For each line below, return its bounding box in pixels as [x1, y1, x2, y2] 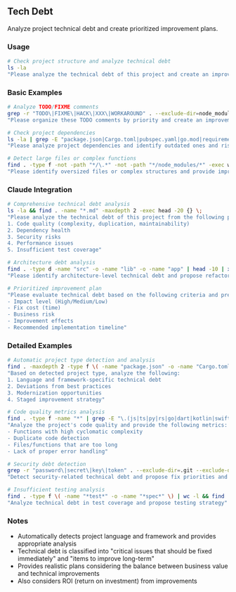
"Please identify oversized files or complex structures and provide [7, 168, 216, 175]
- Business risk [7, 311, 55, 318]
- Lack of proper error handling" [7, 448, 109, 455]
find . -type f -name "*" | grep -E [7, 415, 114, 423]
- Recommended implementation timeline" [7, 324, 128, 331]
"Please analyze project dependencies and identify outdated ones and [7, 142, 218, 150]
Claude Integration [7, 184, 72, 194]
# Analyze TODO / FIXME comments [7, 103, 99, 111]
